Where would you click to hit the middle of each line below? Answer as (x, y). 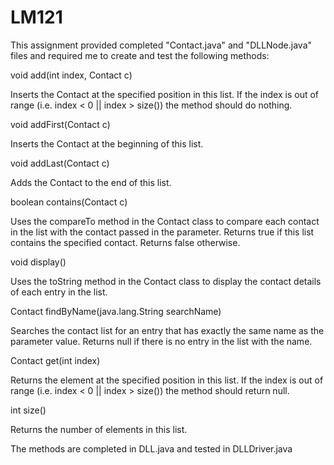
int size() (28, 410)
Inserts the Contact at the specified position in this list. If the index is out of (165, 94)
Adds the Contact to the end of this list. (91, 182)
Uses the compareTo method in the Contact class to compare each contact (165, 221)
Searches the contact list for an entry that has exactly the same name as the (167, 330)
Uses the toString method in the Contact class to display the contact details (166, 281)
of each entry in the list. (59, 292)
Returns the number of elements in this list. (99, 429)
